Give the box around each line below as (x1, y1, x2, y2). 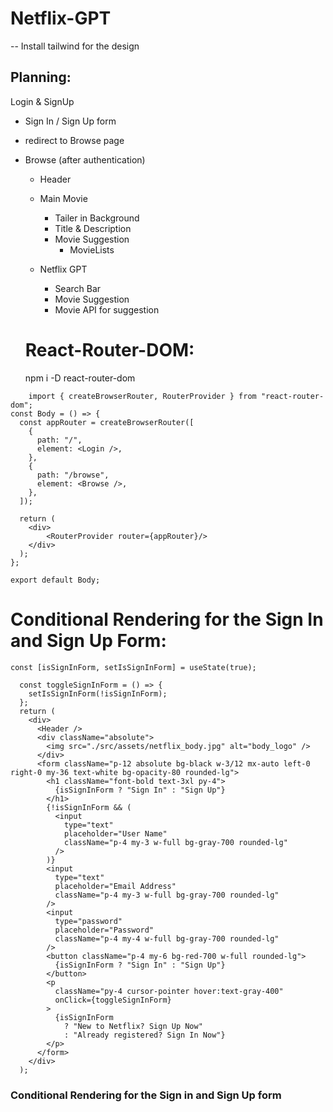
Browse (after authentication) (24, 153, 146, 166)
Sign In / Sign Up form (24, 115, 117, 127)
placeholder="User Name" (63, 828, 168, 839)
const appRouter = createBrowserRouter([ (19, 417, 195, 427)
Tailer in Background (54, 212, 140, 224)
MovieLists (69, 243, 115, 256)
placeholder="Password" (54, 925, 155, 935)
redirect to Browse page (24, 134, 125, 146)
